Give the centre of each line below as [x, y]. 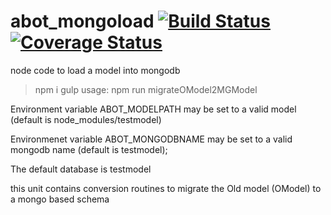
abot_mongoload [82, 21]
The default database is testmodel [81, 169]
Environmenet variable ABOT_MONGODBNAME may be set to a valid [151, 139]
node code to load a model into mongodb [95, 70]
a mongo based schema [60, 199]
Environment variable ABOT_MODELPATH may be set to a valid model [153, 109]
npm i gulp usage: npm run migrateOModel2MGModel [146, 89]
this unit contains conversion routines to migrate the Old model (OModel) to [166, 188]
